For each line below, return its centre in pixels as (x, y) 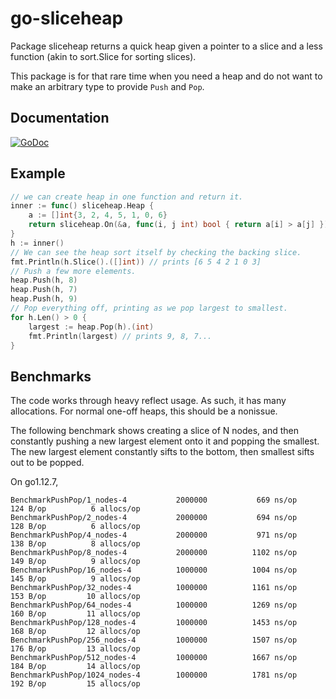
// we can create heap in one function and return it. (127, 197)
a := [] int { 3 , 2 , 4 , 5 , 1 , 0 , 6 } (98, 215)
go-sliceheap (67, 18)
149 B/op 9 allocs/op (75, 562)
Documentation (60, 118)
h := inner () (37, 243)
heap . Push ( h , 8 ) (44, 280)
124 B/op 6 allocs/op (75, 509)
